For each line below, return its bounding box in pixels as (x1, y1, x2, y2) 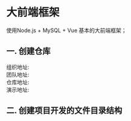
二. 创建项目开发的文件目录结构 (6, 105, 123, 116)
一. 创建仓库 (6, 46, 51, 56)
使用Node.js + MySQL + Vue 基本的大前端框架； (6, 27, 127, 34)
